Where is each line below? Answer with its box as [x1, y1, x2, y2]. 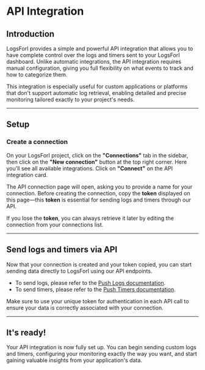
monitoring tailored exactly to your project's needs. [6, 96, 135, 103]
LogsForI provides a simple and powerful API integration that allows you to [6, 45, 193, 52]
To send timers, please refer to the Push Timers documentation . [15, 285, 176, 293]
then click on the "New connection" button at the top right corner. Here [6, 158, 187, 165]
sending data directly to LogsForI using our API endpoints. [6, 267, 153, 274]
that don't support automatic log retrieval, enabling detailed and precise [6, 89, 187, 96]
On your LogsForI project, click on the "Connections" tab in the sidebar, [6, 151, 189, 159]
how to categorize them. [6, 71, 68, 78]
